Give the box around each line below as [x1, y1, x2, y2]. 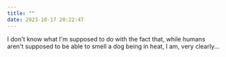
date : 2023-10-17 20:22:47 [7, 16, 84, 23]
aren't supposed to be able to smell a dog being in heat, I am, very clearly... [7, 42, 220, 50]
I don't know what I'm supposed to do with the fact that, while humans [7, 35, 205, 43]
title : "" [7, 9, 36, 17]
